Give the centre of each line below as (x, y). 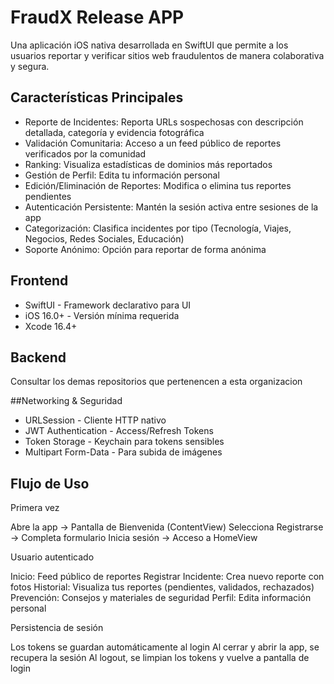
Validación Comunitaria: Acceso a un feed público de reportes (153, 143)
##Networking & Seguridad (66, 401)
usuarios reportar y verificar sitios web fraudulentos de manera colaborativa (167, 55)
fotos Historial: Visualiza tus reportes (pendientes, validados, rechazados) (162, 587)
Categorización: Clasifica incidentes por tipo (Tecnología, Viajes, (158, 228)
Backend (38, 357)
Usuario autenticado (52, 557)
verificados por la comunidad (85, 153)
